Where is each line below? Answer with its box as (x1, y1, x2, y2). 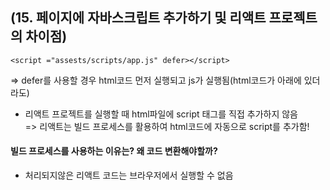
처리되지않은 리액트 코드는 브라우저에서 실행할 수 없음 (24, 169, 234, 182)
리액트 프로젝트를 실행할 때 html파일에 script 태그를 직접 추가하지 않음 (24, 108, 298, 120)
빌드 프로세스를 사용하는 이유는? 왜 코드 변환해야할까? (10, 145, 218, 157)
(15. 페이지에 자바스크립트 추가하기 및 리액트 (10, 9, 267, 27)
